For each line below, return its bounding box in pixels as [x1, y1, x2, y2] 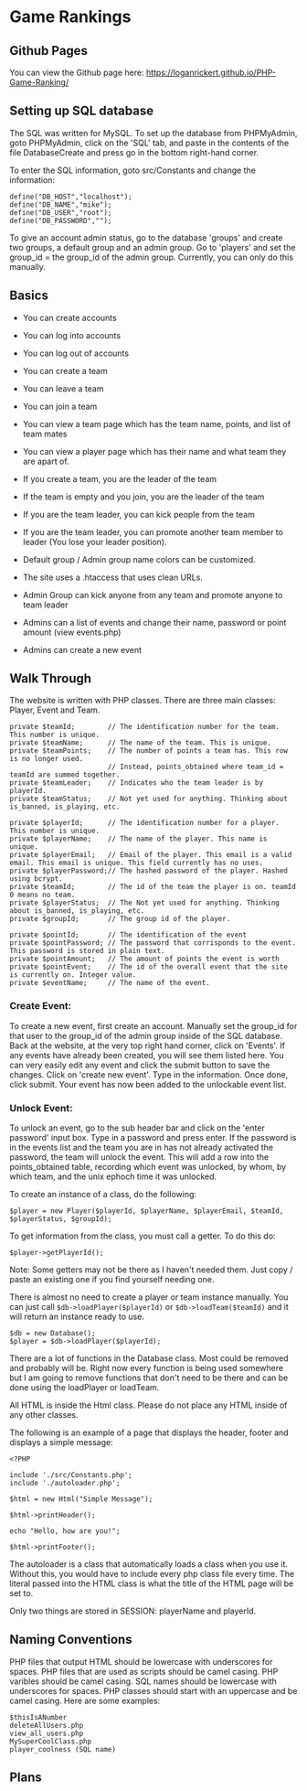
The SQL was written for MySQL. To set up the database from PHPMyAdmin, [9, 127, 298, 138]
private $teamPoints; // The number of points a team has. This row [9, 746, 288, 756]
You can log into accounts [22, 329, 122, 340]
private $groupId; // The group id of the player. [9, 915, 231, 924]
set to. [9, 1588, 34, 1599]
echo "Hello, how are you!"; [9, 1527, 121, 1536]
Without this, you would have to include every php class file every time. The [9, 1569, 295, 1580]
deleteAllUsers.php [9, 1721, 84, 1730]
